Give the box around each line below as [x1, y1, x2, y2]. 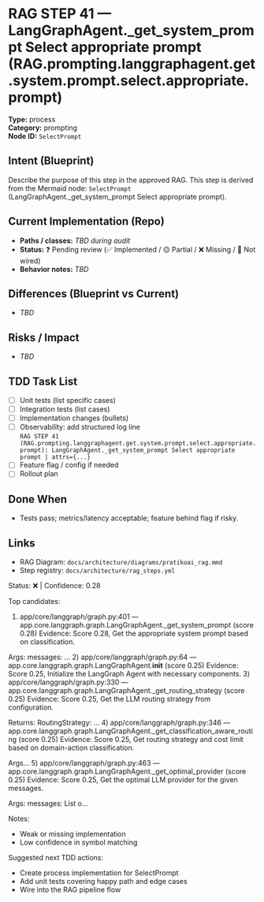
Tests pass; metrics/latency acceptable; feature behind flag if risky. [19, 513, 239, 523]
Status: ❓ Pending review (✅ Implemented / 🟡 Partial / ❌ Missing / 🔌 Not [19, 244, 256, 254]
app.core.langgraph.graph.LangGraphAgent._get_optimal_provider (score [8, 766, 247, 776]
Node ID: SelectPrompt [8, 131, 82, 140]
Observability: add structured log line [19, 423, 140, 432]
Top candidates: [8, 597, 61, 606]
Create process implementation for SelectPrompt [19, 868, 179, 878]
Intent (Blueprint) [8, 155, 95, 168]
